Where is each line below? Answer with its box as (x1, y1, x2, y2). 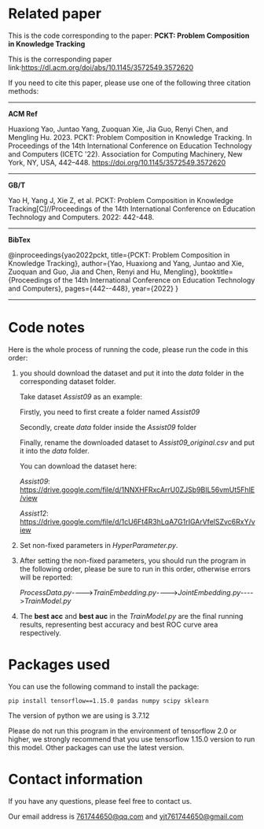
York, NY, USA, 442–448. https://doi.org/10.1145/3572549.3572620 (8, 157, 226, 167)
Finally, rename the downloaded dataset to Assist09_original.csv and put (19, 438, 255, 447)
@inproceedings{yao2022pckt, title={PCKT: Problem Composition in (8, 250, 230, 260)
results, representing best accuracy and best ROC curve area (19, 620, 218, 629)
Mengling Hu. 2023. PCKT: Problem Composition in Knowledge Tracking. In (8, 132, 253, 142)
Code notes (8, 319, 85, 337)
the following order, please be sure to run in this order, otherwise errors (19, 564, 251, 573)
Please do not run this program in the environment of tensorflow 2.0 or (8, 726, 237, 735)
